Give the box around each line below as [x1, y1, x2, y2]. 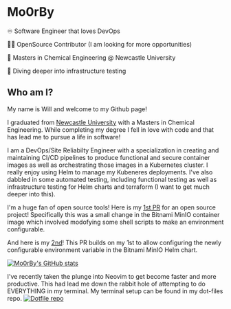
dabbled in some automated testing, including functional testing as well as [7, 175, 217, 183]
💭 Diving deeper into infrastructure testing [7, 67, 126, 75]
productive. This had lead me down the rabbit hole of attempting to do [7, 279, 206, 288]
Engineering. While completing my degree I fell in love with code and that [7, 125, 214, 134]
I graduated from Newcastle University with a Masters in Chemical [7, 118, 195, 126]
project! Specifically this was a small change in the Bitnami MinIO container [7, 210, 220, 218]
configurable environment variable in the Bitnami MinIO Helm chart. [7, 245, 198, 254]
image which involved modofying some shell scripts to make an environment [7, 218, 224, 226]
